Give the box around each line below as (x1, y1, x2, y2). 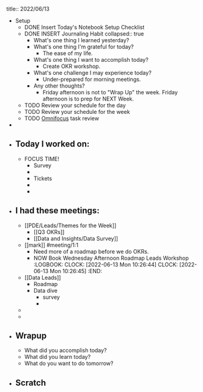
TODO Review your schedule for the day (24, 102, 126, 109)
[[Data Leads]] (24, 274, 61, 281)
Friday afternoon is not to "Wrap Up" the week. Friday (42, 89, 179, 96)
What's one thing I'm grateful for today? (33, 43, 134, 50)
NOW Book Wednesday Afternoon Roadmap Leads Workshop (33, 254, 190, 262)
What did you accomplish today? (24, 347, 107, 354)
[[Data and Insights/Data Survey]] (33, 235, 118, 242)
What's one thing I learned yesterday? (33, 37, 130, 43)
